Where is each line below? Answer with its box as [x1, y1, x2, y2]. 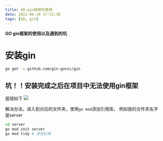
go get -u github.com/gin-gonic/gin [5, 66, 81, 72]
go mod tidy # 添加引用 [5, 131, 51, 136]
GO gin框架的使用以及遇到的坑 [5, 31, 67, 37]
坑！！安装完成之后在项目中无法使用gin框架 [5, 81, 139, 90]
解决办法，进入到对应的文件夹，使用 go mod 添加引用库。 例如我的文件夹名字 [5, 106, 158, 112]
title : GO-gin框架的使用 [5, 7, 53, 12]
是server [5, 112, 23, 118]
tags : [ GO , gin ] [5, 16, 39, 21]
